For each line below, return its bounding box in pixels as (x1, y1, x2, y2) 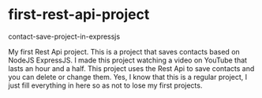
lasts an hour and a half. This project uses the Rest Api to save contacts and (8, 63, 255, 73)
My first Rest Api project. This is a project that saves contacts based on (8, 47, 241, 56)
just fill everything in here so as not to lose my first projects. (8, 81, 203, 90)
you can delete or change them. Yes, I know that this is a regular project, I (8, 72, 248, 81)
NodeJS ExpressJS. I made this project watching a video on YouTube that (8, 55, 247, 65)
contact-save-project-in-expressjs (8, 32, 121, 41)
